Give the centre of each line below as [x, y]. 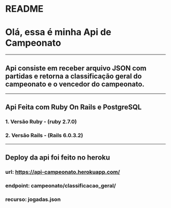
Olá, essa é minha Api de [58, 32]
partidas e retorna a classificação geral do [74, 76]
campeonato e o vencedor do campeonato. [75, 84]
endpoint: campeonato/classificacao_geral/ [61, 186]
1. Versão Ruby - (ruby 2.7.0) [41, 122]
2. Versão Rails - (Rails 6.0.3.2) [44, 136]
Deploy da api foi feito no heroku [58, 157]
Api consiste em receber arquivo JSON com [76, 68]
